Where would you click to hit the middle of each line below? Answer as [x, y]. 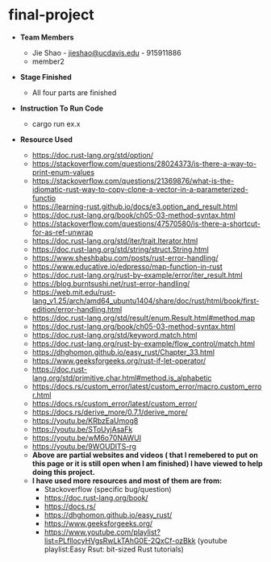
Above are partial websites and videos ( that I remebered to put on [145, 455]
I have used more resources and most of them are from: [127, 481]
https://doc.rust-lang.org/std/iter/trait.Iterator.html [115, 240]
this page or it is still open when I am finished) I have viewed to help [148, 463]
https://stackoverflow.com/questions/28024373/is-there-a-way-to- [144, 164]
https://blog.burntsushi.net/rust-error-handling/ [111, 283]
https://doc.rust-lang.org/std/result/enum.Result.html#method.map [144, 318]
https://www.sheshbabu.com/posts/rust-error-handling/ [125, 258]
